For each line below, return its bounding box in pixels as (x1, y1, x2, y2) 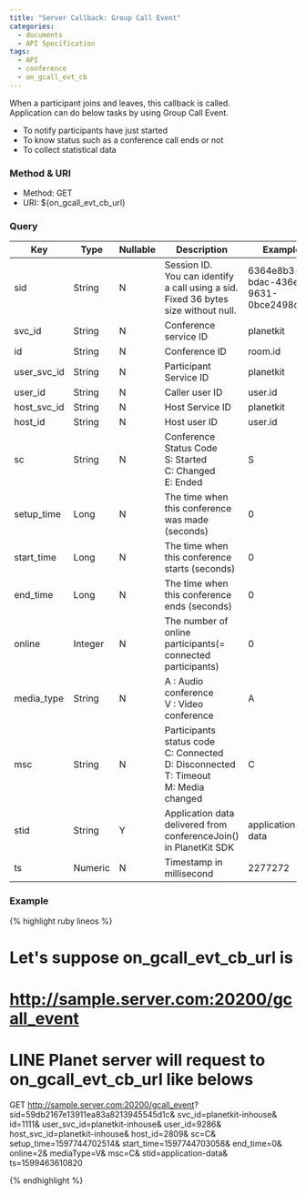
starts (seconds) (164, 562, 236, 575)
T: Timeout (164, 770, 211, 783)
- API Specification (17, 38, 96, 48)
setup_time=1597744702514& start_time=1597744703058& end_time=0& (9, 1138, 282, 1149)
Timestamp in (164, 856, 223, 869)
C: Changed (164, 465, 216, 478)
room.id (248, 345, 280, 358)
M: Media (164, 781, 205, 794)
